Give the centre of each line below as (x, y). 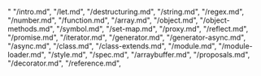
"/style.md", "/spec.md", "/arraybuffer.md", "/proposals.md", (149, 55)
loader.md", (27, 55)
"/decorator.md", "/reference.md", (64, 63)
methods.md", (31, 29)
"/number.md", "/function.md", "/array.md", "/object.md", (103, 20)
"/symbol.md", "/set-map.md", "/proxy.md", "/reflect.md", (152, 29)
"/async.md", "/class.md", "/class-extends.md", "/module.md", (112, 46)
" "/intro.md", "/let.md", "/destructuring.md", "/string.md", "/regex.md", (126, 12)
